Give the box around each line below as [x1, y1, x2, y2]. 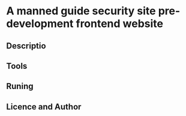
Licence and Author [6, 102, 82, 112]
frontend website [76, 17, 164, 30]
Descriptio [6, 41, 46, 51]
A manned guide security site [6, 4, 156, 18]
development [6, 17, 74, 30]
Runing [6, 81, 34, 91]
